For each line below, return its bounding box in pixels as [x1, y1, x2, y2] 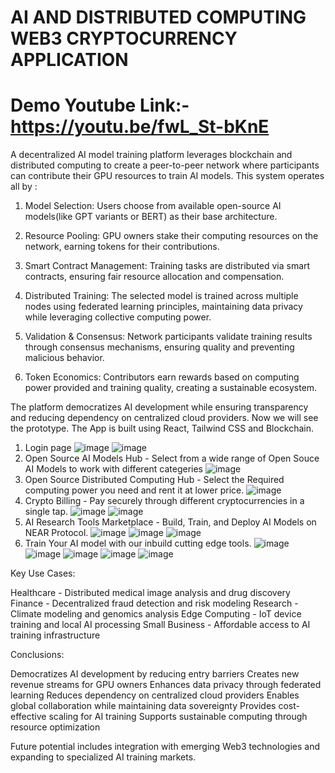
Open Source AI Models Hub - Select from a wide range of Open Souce [24, 452, 320, 465]
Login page [24, 442, 72, 454]
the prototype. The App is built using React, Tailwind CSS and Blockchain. [10, 422, 315, 435]
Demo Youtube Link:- [10, 94, 190, 117]
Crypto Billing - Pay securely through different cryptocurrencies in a [24, 495, 305, 507]
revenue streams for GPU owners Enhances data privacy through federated [10, 679, 322, 691]
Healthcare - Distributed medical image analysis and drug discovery [10, 587, 291, 599]
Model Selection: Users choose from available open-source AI [24, 200, 282, 212]
